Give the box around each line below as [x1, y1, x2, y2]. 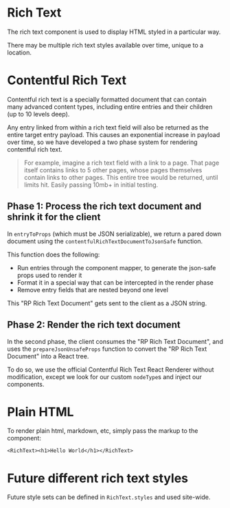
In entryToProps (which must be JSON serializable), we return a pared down [7, 230, 222, 238]
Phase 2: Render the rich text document [7, 319, 181, 331]
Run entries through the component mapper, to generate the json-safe [16, 263, 216, 272]
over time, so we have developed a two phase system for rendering [7, 138, 198, 146]
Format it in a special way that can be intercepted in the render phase [16, 278, 214, 287]
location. [7, 48, 32, 57]
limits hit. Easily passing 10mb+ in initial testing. [23, 181, 159, 189]
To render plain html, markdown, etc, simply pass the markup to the [7, 427, 198, 435]
